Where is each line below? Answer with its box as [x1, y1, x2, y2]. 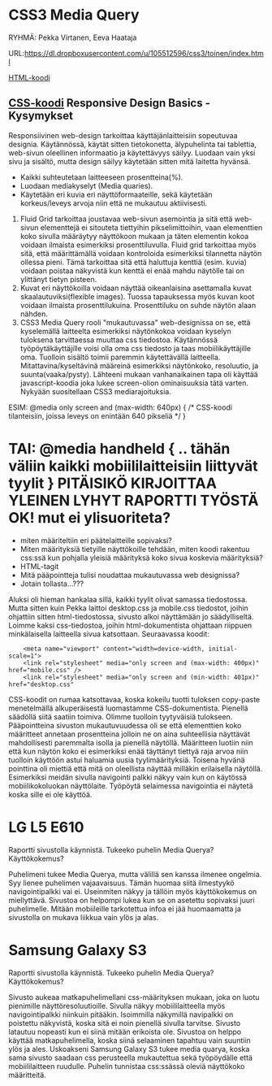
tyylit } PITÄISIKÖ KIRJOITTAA [8, 474, 218, 493]
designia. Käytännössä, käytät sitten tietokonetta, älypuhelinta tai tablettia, [8, 139, 257, 149]
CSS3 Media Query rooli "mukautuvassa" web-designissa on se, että [19, 317, 251, 327]
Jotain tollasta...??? [19, 579, 84, 589]
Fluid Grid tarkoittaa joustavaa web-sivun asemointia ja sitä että [19, 214, 233, 224]
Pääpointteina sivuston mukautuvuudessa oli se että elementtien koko [8, 720, 242, 730]
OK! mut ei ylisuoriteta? [8, 508, 171, 527]
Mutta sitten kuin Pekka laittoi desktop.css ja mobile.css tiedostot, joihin [8, 603, 249, 613]
